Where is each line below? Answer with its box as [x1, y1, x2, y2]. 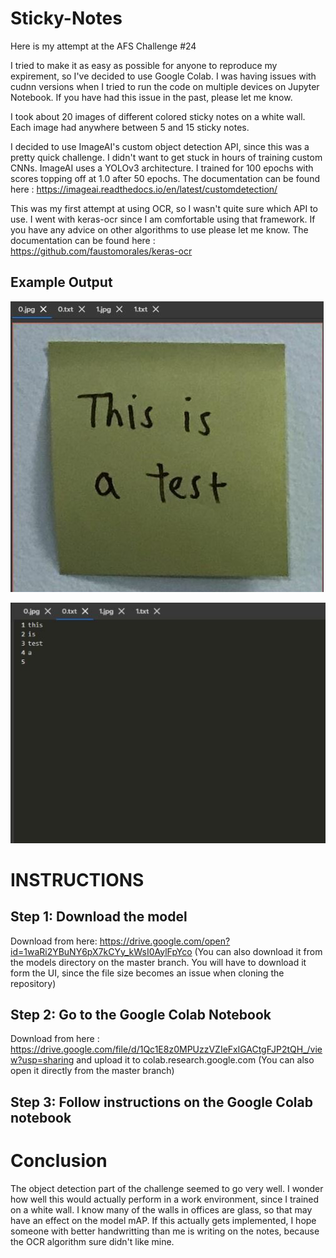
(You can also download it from [194, 945, 323, 957]
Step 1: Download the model [10, 908, 188, 926]
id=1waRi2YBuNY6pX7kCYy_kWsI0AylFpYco [10, 945, 193, 957]
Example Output [10, 274, 113, 291]
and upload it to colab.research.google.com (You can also [76, 1054, 315, 1066]
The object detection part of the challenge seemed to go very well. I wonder [10, 1182, 324, 1194]
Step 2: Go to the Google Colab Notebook [10, 1006, 272, 1023]
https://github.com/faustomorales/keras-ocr [10, 245, 193, 257]
